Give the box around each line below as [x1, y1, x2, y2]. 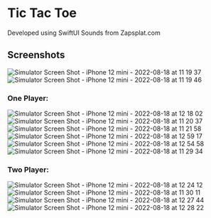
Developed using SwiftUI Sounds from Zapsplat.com [7, 28, 161, 37]
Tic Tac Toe [7, 5, 77, 21]
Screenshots [7, 49, 65, 61]
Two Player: [7, 165, 50, 175]
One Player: [7, 93, 49, 103]
